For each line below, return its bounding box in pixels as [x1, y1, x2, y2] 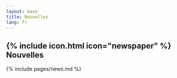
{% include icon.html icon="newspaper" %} [6, 41, 172, 51]
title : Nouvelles [6, 14, 49, 20]
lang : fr [6, 19, 28, 25]
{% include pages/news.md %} [6, 65, 81, 73]
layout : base [6, 8, 38, 15]
